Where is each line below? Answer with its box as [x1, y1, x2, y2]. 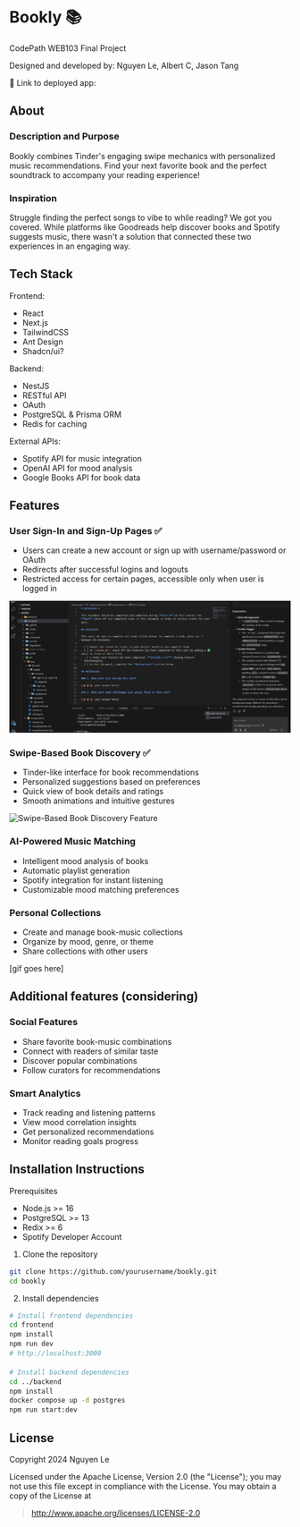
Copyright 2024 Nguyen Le [9, 1455, 110, 1465]
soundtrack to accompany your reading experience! [9, 169, 201, 180]
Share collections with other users [21, 946, 149, 957]
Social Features [9, 1016, 79, 1029]
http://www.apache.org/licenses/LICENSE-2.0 [30, 1508, 201, 1519]
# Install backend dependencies [9, 1368, 129, 1377]
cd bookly [9, 1277, 46, 1285]
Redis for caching [21, 418, 87, 429]
